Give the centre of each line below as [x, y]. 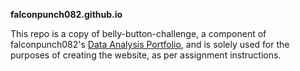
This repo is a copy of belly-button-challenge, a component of [138, 33]
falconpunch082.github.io [66, 14]
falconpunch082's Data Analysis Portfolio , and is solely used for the [150, 44]
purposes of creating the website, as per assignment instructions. [146, 55]
